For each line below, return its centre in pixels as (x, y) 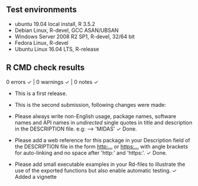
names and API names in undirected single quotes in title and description (103, 122)
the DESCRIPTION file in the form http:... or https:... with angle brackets (101, 146)
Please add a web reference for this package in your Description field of (102, 140)
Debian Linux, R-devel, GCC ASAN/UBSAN (67, 30)
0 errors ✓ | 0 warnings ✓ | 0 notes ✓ (52, 81)
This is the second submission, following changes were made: (90, 105)
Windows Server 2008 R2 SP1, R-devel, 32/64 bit (74, 36)
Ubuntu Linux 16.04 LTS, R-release (57, 49)
